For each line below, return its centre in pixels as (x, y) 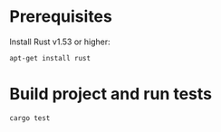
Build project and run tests (111, 94)
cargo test (30, 118)
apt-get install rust (50, 58)
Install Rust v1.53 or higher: (60, 42)
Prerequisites (61, 17)
